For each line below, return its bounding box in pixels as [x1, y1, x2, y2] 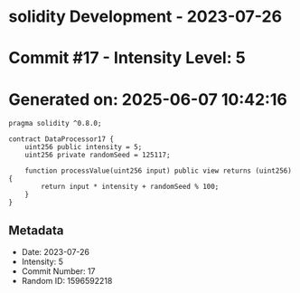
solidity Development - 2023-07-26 [8, 6, 282, 27]
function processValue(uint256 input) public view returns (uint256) [24, 166, 293, 175]
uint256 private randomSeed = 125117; [24, 151, 171, 160]
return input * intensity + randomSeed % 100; [41, 183, 220, 192]
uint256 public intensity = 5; [24, 143, 143, 152]
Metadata [8, 222, 64, 238]
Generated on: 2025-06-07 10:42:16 [8, 89, 288, 109]
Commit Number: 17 [21, 266, 96, 277]
